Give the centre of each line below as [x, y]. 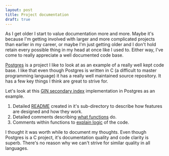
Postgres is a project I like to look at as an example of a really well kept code [85, 65]
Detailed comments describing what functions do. [65, 117]
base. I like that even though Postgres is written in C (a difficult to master [81, 70]
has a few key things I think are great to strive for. [57, 81]
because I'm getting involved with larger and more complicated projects [80, 39]
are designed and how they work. [47, 111]
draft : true [18, 19]
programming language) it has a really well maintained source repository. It [83, 76]
